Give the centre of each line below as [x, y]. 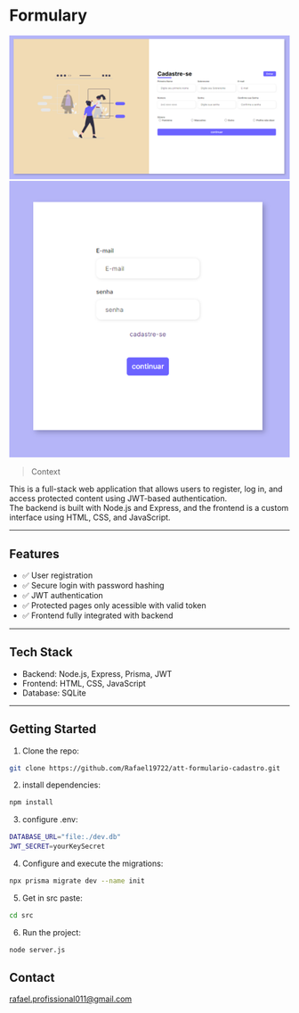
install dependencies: [61, 785]
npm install [31, 803]
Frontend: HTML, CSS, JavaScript [84, 683]
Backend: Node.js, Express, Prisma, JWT [97, 673]
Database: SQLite [54, 693]
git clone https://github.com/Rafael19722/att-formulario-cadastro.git [145, 768]
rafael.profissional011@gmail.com [71, 999]
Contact [32, 978]
